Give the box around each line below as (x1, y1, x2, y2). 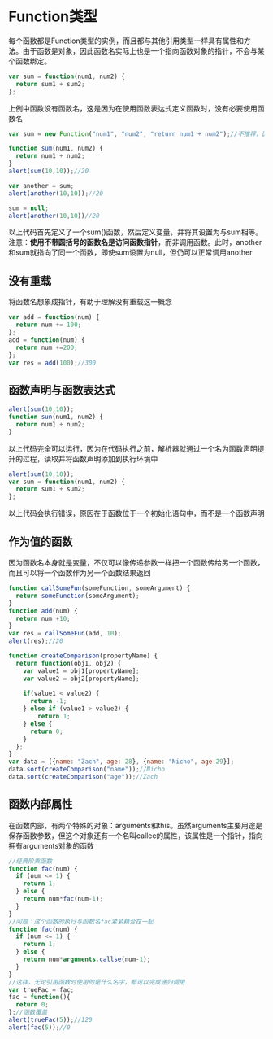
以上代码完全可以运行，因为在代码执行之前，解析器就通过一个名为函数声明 (8, 443, 258, 453)
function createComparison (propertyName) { (8, 652, 158, 660)
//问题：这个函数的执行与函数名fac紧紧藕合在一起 (8, 917, 154, 926)
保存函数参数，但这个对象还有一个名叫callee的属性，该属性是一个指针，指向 (8, 831, 264, 840)
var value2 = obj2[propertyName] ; (23, 674, 140, 683)
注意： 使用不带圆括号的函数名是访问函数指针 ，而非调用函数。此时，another (8, 238, 262, 247)
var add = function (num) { (8, 313, 100, 321)
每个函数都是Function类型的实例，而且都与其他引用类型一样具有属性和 (8, 36, 244, 46)
